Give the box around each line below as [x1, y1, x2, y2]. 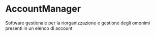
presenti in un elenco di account [5, 25, 73, 31]
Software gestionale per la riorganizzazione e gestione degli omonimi [5, 20, 150, 26]
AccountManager [5, 3, 81, 15]
